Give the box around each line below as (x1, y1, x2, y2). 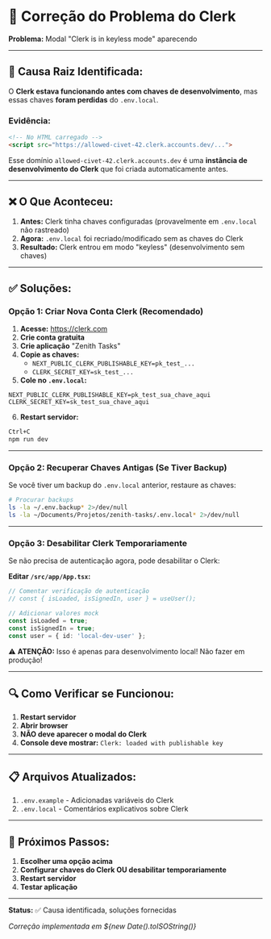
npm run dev (8, 436, 48, 444)
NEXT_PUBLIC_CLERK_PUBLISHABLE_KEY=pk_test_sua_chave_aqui (8, 391, 211, 399)
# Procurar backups (8, 496, 74, 504)
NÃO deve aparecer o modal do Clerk (19, 729, 148, 739)
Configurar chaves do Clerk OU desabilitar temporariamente (19, 865, 227, 874)
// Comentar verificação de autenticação (8, 587, 150, 595)
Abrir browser (19, 721, 69, 731)
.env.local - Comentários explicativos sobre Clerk (19, 804, 189, 814)
